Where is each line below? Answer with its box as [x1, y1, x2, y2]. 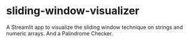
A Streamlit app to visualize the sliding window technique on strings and [6, 24, 183, 31]
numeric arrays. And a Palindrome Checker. [6, 29, 113, 37]
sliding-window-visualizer [6, 4, 140, 18]
